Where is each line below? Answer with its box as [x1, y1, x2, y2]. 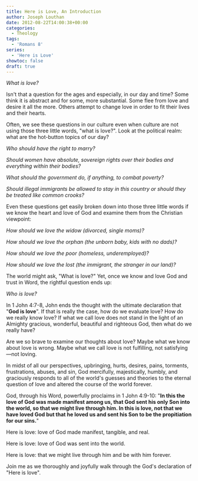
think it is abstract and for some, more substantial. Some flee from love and [6, 97, 189, 104]
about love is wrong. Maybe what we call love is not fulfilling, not [6, 344, 163, 351]
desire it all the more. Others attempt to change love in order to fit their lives [6, 104, 190, 111]
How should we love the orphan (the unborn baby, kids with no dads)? [6, 238, 177, 246]
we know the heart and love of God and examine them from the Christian [6, 210, 183, 217]
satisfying [164, 344, 188, 351]
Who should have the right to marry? [6, 145, 95, 152]
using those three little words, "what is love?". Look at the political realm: [6, 127, 183, 134]
